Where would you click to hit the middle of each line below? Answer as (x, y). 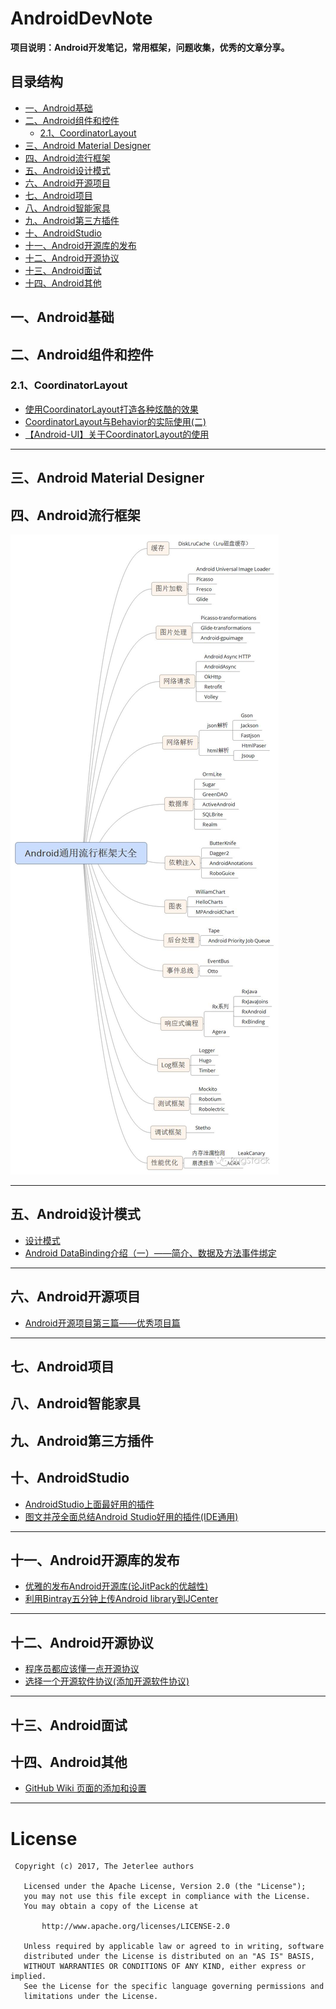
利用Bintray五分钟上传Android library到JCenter (121, 1599)
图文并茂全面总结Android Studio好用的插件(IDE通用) (131, 1516)
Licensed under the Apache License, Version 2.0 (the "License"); (165, 1887)
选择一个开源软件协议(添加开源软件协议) (107, 1681)
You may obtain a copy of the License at (111, 1907)
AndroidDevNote (81, 18)
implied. (28, 1977)
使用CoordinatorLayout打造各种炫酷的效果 (111, 409)
